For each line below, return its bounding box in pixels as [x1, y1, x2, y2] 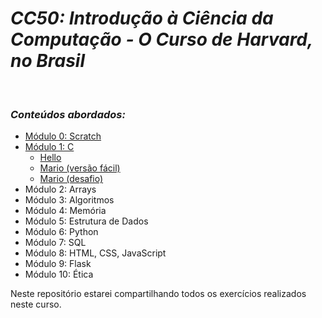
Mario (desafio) [39, 173, 104, 185]
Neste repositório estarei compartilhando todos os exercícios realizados [10, 288, 307, 300]
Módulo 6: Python [24, 226, 99, 238]
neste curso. [10, 298, 62, 311]
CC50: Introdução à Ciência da [10, 7, 274, 30]
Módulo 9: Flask [24, 258, 92, 270]
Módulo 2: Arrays [24, 183, 97, 196]
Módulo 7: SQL [24, 237, 87, 249]
